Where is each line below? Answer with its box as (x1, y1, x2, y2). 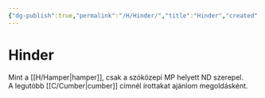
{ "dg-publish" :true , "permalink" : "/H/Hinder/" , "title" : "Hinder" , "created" (8, 11, 259, 20)
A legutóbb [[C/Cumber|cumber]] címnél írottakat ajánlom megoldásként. (8, 80, 248, 90)
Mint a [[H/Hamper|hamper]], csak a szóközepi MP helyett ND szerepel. (8, 73, 244, 82)
